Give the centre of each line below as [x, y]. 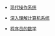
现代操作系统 [23, 7]
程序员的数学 [23, 28]
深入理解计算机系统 [30, 18]
